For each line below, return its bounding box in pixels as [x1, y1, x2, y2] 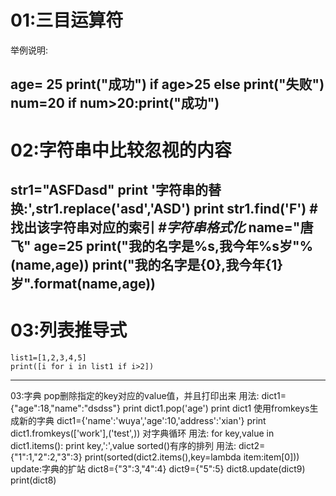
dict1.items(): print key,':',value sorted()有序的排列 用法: [10, 439, 237, 451]
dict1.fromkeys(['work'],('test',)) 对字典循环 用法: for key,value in [10, 427, 275, 439]
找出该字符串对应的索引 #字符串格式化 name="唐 [10, 219, 314, 236]
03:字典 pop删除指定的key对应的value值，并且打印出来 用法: [10, 389, 260, 401]
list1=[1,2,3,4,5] [10, 352, 87, 363]
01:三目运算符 [10, 9, 124, 32]
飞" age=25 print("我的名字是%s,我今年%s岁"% [10, 237, 313, 255]
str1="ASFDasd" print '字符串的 [10, 181, 209, 198]
